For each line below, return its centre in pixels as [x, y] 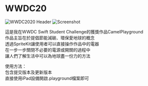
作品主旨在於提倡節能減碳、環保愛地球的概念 [50, 38]
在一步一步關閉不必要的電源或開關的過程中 [48, 50]
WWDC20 [26, 8]
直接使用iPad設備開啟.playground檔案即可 [47, 78]
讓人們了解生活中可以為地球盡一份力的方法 [48, 56]
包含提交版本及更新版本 [28, 72]
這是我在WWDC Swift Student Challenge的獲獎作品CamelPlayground [74, 31]
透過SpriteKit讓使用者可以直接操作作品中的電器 [52, 43]
